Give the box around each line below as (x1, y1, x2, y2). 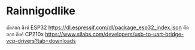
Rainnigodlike (6, 4, 76, 18)
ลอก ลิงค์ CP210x (6, 30, 44, 37)
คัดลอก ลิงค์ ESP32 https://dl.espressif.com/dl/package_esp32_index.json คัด (6, 24, 190, 31)
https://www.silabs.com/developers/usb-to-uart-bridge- (44, 30, 184, 37)
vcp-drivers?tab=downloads (6, 37, 77, 44)
